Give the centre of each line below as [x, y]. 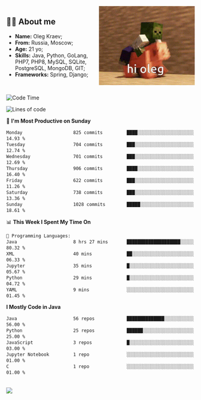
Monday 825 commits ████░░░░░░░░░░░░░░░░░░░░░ [100, 132]
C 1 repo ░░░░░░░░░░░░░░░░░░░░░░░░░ [100, 366]
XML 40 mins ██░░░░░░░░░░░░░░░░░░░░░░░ [100, 254]
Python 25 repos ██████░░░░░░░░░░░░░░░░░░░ [100, 331]
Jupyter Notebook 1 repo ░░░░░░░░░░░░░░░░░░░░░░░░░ [100, 354]
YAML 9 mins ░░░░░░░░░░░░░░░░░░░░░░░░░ [100, 290]
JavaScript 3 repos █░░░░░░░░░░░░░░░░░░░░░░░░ [100, 343]
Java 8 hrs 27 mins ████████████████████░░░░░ [100, 242]
